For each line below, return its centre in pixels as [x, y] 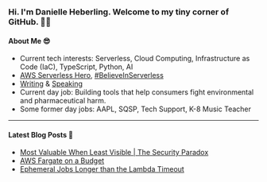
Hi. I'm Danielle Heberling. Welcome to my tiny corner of [118, 12]
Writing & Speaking [51, 84]
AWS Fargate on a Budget [62, 161]
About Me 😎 [29, 41]
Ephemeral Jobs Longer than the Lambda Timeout [102, 169]
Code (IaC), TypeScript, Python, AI [76, 67]
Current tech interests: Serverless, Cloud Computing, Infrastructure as [135, 59]
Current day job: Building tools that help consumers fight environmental [137, 92]
